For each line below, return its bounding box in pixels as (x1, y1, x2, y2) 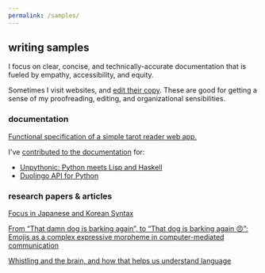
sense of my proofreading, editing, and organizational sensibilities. (8, 94, 226, 104)
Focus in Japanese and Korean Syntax (8, 209, 134, 218)
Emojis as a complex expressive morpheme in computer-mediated (8, 233, 225, 242)
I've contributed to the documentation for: (8, 147, 145, 157)
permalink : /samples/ (8, 11, 80, 20)
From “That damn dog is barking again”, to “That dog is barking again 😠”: (8, 224, 248, 233)
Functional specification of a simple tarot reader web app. (8, 131, 197, 141)
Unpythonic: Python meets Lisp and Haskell (19, 162, 163, 172)
